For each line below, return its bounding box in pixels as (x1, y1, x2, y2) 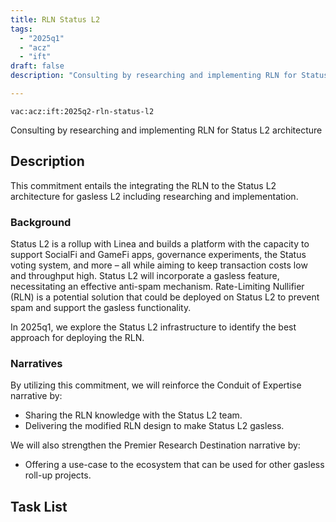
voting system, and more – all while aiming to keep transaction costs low (10, 259, 308, 271)
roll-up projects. (24, 469, 92, 481)
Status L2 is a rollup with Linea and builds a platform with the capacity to (10, 237, 310, 250)
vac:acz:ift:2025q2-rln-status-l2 (10, 106, 155, 116)
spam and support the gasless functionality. (10, 301, 192, 313)
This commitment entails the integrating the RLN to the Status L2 (10, 179, 277, 191)
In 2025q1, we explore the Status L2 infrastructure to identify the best (10, 321, 297, 333)
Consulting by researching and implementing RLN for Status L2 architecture (10, 124, 323, 136)
